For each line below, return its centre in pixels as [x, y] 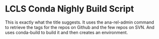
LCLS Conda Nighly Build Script [70, 9]
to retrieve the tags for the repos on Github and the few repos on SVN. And [80, 27]
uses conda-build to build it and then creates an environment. [67, 32]
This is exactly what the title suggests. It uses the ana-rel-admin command [79, 22]
